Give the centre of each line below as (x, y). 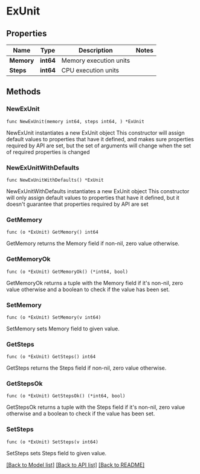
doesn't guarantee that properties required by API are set (77, 204)
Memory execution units (96, 60)
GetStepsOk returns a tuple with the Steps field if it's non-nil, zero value (96, 407)
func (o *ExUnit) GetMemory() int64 (52, 232)
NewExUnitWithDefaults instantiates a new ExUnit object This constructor (98, 191)
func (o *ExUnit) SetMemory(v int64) (54, 317)
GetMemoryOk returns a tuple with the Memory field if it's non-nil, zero (95, 283)
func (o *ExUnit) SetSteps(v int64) (52, 442)
